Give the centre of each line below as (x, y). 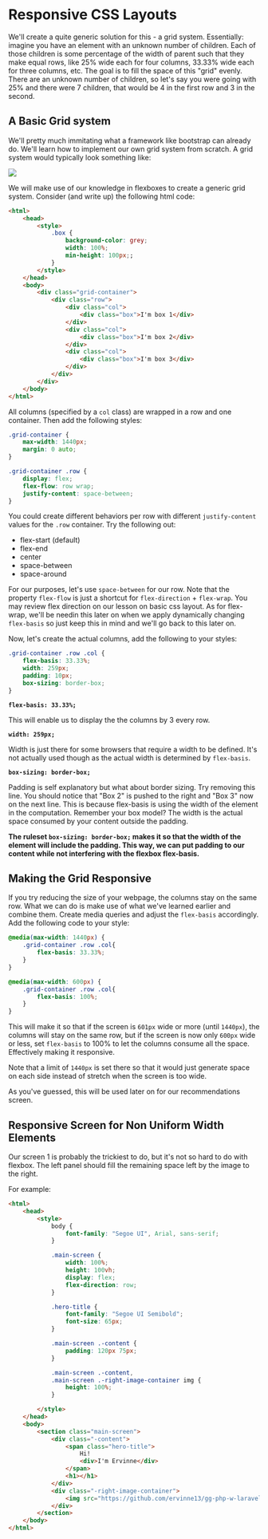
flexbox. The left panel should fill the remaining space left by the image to (129, 1165)
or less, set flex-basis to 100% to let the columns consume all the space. (129, 1044)
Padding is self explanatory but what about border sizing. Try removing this (132, 787)
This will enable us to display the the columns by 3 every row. (109, 720)
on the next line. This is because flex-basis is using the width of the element (133, 804)
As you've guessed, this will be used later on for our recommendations (124, 1091)
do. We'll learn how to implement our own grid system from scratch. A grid (131, 148)
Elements (32, 1137)
